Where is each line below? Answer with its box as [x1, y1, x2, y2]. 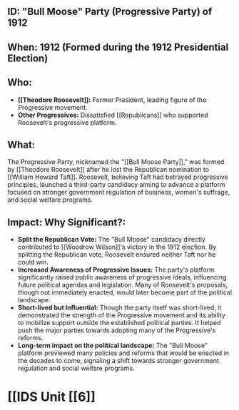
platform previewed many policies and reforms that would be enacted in [17, 349, 230, 357]
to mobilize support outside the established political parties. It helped [17, 319, 221, 327]
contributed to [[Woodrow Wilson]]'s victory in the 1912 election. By [17, 242, 217, 252]
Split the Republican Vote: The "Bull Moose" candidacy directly [17, 235, 205, 244]
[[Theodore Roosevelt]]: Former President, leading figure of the [17, 96, 207, 104]
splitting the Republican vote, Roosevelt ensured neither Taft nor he [17, 250, 216, 259]
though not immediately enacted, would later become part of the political [17, 288, 233, 297]
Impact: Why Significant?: [7, 216, 126, 228]
